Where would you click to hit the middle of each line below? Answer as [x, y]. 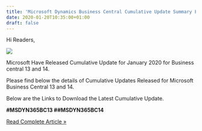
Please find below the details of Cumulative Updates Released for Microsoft [100, 81]
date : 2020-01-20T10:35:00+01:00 [48, 17]
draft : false [23, 23]
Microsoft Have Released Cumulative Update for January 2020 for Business [100, 63]
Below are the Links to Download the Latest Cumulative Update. [85, 99]
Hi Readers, [21, 40]
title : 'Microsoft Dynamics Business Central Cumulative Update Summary [99, 12]
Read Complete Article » [36, 122]
